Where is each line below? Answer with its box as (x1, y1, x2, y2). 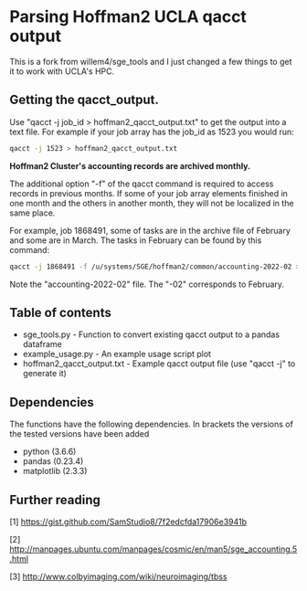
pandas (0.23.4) (22, 456, 84, 467)
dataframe (22, 339, 62, 350)
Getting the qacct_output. (9, 92, 160, 108)
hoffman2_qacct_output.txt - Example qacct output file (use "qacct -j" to (22, 358, 296, 369)
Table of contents (9, 304, 111, 321)
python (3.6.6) (22, 446, 77, 458)
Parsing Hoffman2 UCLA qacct (9, 6, 247, 27)
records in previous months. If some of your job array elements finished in (9, 187, 288, 198)
